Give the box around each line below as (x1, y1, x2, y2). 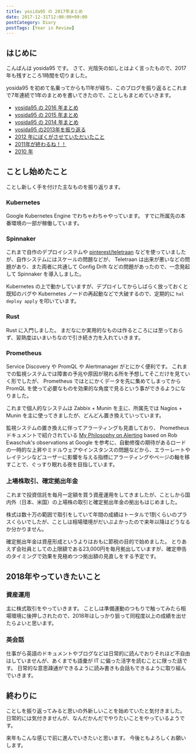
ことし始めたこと (6, 167, 68, 177)
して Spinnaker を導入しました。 (6, 270, 85, 278)
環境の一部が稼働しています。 (11, 220, 83, 227)
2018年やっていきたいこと (6, 571, 101, 581)
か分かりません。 (6, 526, 47, 533)
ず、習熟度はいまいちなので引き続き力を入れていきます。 (6, 334, 144, 341)
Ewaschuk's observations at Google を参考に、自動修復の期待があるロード (6, 439, 186, 446)
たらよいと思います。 (6, 619, 57, 626)
